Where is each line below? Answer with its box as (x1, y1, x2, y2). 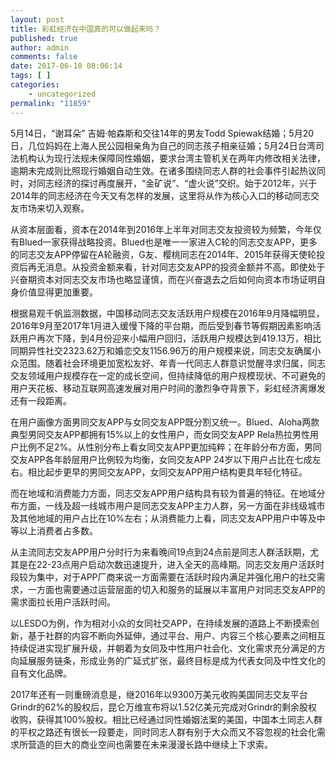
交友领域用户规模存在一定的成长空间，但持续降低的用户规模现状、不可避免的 (10, 369, 326, 381)
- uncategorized (28, 89, 97, 99)
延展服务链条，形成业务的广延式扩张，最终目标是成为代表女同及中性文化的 (18, 654, 326, 666)
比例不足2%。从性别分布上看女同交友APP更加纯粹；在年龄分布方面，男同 (18, 441, 322, 453)
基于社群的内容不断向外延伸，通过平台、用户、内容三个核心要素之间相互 (27, 629, 326, 641)
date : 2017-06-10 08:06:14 (10, 61, 123, 71)
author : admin (10, 42, 70, 53)
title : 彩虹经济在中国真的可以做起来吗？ (10, 24, 162, 34)
